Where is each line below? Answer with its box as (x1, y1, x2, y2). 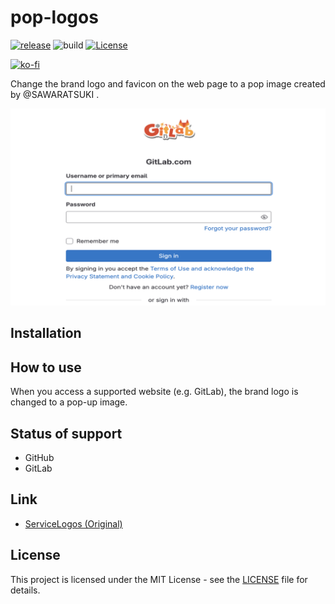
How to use (10, 359, 82, 376)
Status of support (10, 425, 123, 442)
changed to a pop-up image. (10, 396, 128, 408)
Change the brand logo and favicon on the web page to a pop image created (10, 77, 326, 90)
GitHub (24, 451, 55, 463)
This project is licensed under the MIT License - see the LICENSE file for (10, 573, 308, 585)
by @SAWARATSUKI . (10, 88, 100, 100)
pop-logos (10, 6, 99, 29)
